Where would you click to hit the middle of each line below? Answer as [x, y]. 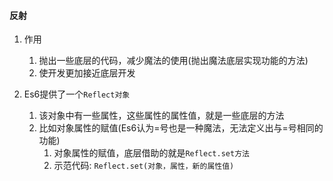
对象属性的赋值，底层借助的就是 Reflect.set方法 [151, 153]
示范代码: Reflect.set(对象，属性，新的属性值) [144, 166]
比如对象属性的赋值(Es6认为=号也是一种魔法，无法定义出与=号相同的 [181, 128]
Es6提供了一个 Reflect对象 [77, 94]
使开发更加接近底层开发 [87, 73]
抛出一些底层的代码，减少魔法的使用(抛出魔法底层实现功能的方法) [173, 61]
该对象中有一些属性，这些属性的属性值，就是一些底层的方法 [161, 116]
